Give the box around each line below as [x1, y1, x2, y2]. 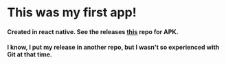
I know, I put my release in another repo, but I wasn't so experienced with [7, 43, 220, 52]
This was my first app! [7, 5, 137, 20]
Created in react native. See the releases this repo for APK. [7, 27, 179, 35]
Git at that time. [7, 50, 53, 59]
